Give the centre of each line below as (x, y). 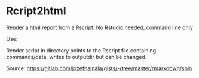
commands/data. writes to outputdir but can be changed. (76, 57)
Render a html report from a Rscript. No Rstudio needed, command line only (99, 27)
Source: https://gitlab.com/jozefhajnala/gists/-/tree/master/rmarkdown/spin (99, 68)
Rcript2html (36, 11)
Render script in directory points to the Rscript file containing (81, 50)
